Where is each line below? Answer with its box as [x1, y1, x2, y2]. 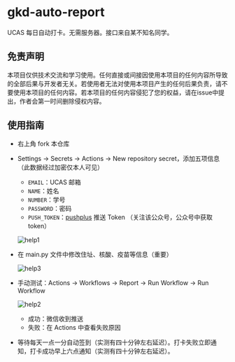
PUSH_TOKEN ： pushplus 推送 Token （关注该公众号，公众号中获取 [27, 213, 213, 221]
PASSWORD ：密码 [27, 204, 72, 212]
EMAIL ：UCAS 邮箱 [27, 178, 82, 186]
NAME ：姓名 [27, 186, 59, 195]
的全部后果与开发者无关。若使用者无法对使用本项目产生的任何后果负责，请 [7, 79, 222, 88]
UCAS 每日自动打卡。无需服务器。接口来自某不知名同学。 [7, 28, 173, 36]
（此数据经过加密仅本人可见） [17, 162, 104, 172]
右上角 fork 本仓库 [17, 139, 70, 148]
